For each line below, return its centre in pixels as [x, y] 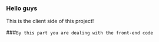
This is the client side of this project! [50, 21]
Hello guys [22, 8]
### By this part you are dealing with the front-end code [79, 33]
